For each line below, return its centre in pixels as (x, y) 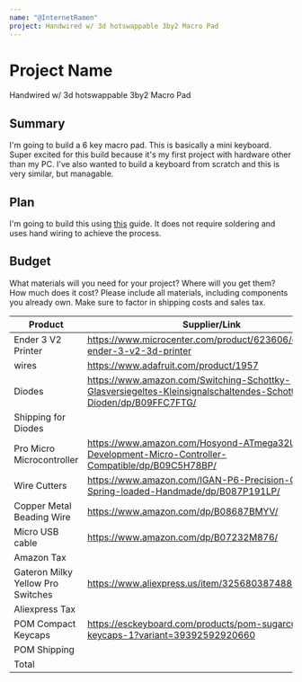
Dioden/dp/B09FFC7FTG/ (142, 403)
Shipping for (40, 417)
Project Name (61, 71)
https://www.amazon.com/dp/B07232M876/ (182, 537)
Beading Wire (42, 517)
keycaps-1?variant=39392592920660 (171, 634)
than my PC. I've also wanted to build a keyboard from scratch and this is (145, 164)
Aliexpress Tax (45, 609)
